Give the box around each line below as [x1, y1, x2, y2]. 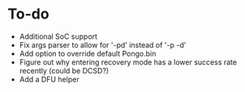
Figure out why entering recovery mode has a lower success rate [19, 57, 237, 67]
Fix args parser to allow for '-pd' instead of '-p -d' [19, 40, 187, 49]
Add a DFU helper [19, 74, 80, 84]
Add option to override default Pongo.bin [19, 48, 157, 58]
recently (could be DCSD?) [19, 65, 110, 75]
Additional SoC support [19, 31, 98, 41]
